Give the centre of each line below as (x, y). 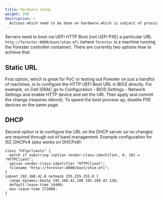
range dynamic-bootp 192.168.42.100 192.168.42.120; (64, 180)
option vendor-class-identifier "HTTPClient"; (57, 163)
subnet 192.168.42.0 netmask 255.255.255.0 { (52, 176)
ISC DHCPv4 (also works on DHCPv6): (44, 142)
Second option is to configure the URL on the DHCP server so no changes (79, 132)
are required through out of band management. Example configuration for (79, 137)
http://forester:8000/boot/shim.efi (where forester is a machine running (80, 42)
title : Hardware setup (28, 9)
